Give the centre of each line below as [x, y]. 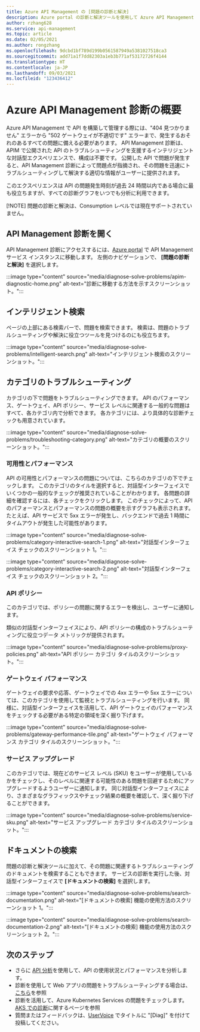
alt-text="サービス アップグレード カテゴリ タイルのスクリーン [106, 822]
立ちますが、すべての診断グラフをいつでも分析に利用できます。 [94, 193]
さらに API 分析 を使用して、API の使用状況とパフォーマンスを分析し [98, 970]
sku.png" [17, 822]
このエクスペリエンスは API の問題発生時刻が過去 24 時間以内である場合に [97, 186]
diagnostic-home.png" [34, 283]
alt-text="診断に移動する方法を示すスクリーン [119, 283]
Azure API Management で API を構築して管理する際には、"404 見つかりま [98, 128]
